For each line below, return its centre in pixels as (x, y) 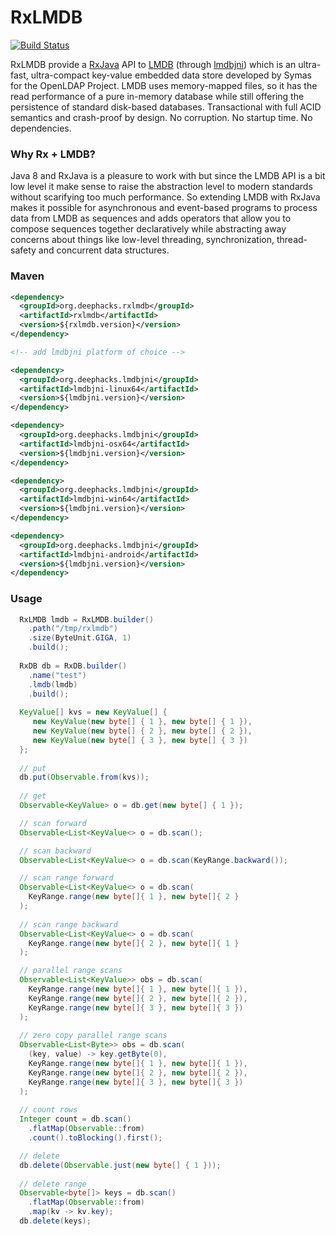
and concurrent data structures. (104, 250)
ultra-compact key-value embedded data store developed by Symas (171, 75)
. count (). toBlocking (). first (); (95, 1138)
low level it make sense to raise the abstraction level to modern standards (161, 187)
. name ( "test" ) (57, 675)
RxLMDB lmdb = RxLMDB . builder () (87, 619)
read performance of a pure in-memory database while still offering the (157, 96)
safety (23, 250)
